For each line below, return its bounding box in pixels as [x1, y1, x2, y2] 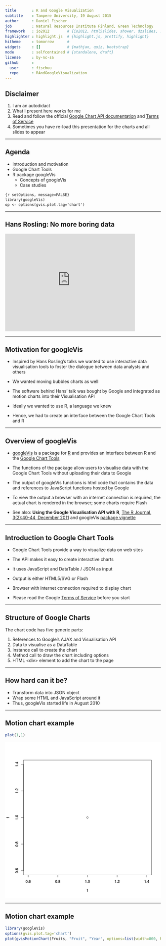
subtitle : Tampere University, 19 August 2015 [5, 13, 112, 18]
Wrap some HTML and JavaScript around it [12, 695, 100, 701]
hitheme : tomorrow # [5, 40, 70, 45]
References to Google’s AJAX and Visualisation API [12, 636, 117, 642]
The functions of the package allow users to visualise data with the [12, 465, 149, 471]
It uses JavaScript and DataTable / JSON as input [12, 566, 113, 571]
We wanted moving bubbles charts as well [12, 378, 99, 384]
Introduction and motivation [12, 161, 69, 167]
